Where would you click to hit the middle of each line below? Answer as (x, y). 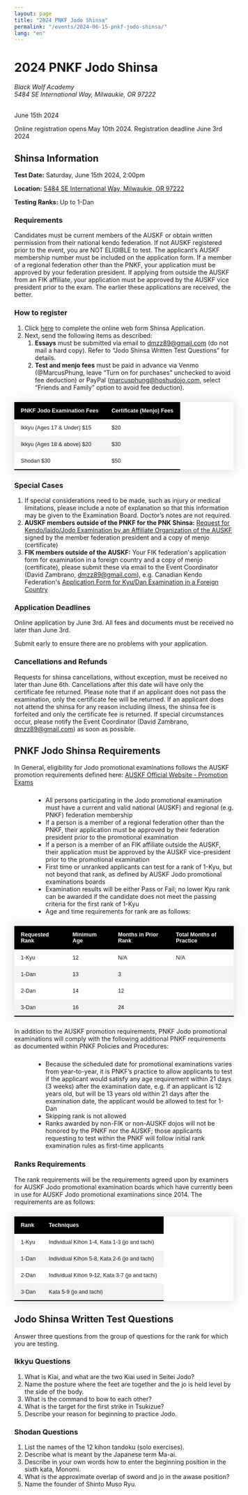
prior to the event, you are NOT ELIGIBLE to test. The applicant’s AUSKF (117, 250)
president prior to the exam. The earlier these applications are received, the (123, 288)
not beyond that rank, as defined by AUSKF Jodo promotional (133, 875)
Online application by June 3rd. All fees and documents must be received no (124, 623)
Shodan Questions (46, 1431)
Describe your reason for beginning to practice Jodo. (101, 1413)
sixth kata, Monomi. (53, 1469)
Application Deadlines (52, 607)
